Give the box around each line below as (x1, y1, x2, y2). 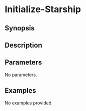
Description (5, 41, 42, 49)
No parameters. (5, 71, 37, 78)
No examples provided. (5, 100, 53, 106)
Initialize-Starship (5, 4, 81, 15)
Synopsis (5, 24, 35, 32)
